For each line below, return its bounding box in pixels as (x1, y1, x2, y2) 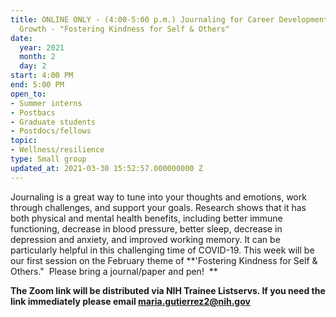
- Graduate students (10, 117, 97, 127)
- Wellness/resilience (10, 145, 105, 155)
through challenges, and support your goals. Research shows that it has (10, 201, 307, 213)
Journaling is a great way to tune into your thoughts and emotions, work (10, 191, 307, 203)
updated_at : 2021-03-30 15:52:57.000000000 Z (10, 163, 203, 173)
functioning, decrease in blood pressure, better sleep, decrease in (10, 222, 283, 235)
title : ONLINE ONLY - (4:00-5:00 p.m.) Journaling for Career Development (10, 14, 329, 25)
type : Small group (10, 154, 87, 164)
